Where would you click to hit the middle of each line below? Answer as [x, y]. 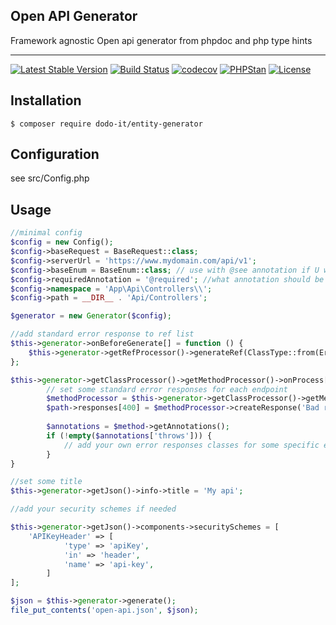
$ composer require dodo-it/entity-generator [106, 124]
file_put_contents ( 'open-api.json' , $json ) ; [104, 610]
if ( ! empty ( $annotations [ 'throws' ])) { [129, 435]
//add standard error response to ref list [102, 334]
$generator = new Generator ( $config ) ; [91, 316]
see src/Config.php [50, 178]
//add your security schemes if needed [93, 509]
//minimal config [46, 233]
